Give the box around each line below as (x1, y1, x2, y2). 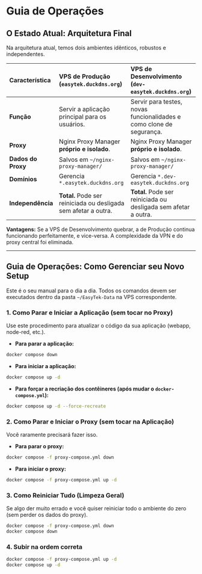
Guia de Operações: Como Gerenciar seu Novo (6, 262, 185, 272)
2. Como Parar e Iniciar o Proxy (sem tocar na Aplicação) (6, 417, 174, 425)
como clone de (130, 120, 173, 128)
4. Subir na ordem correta (6, 543, 83, 551)
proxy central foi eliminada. (6, 239, 74, 245)
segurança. (130, 128, 162, 136)
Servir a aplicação (59, 105, 110, 113)
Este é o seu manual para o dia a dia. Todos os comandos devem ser (6, 287, 177, 294)
